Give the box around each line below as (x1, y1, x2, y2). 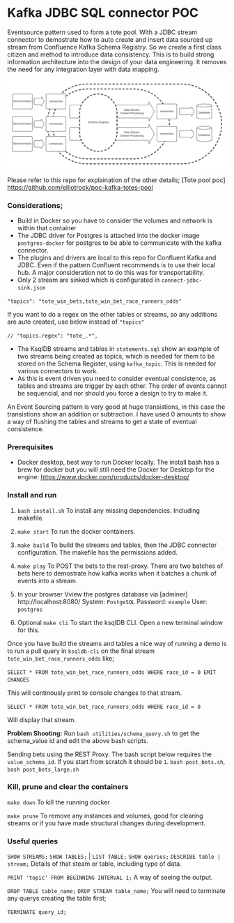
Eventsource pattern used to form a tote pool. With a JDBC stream (7, 28, 198, 36)
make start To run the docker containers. (17, 527, 136, 535)
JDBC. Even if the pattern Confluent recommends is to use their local (17, 260, 216, 269)
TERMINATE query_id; (7, 909, 68, 916)
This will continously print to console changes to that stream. (7, 689, 182, 697)
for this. (17, 626, 40, 634)
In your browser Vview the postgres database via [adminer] (17, 590, 188, 598)
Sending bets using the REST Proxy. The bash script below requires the (7, 750, 212, 758)
